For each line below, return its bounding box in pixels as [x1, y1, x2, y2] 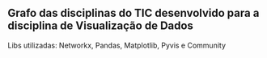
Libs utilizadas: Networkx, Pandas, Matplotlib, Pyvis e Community [7, 40, 227, 50]
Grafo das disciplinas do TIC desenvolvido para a [7, 6, 260, 20]
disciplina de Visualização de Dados [7, 19, 193, 33]
